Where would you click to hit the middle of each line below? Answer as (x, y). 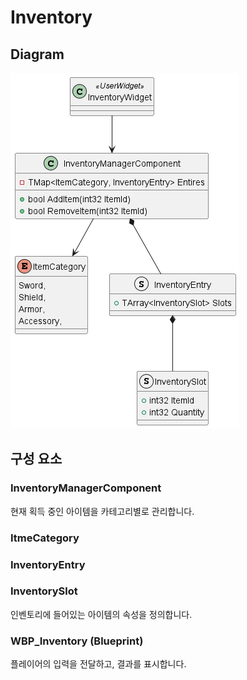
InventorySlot (44, 591)
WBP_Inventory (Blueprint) (77, 641)
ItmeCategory (45, 538)
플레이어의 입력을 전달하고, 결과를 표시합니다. (98, 664)
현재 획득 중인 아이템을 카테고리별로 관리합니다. (102, 511)
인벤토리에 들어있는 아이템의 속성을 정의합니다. (101, 614)
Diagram (37, 54)
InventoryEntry (48, 564)
